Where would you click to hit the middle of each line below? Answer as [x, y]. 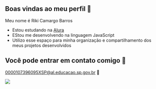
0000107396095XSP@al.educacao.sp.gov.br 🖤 [52, 72]
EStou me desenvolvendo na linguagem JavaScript [63, 35]
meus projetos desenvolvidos [42, 45]
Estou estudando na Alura [38, 30]
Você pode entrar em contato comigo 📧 [66, 61]
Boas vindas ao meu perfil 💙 [48, 9]
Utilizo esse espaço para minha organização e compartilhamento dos [82, 40]
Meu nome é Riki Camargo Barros [39, 20]
